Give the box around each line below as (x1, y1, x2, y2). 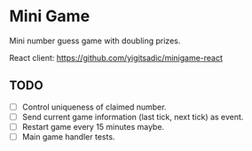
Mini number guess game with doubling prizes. (9, 35, 181, 46)
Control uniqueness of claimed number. (21, 102, 167, 112)
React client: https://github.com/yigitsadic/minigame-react (9, 52, 224, 63)
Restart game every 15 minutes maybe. (21, 121, 165, 132)
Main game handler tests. (21, 131, 115, 142)
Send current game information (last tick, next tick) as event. (21, 111, 244, 122)
